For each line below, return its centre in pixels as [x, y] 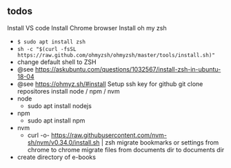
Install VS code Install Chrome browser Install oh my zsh [87, 28]
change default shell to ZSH [57, 62]
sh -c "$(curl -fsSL [47, 49]
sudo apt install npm [56, 120]
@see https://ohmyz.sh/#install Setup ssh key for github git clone [110, 84]
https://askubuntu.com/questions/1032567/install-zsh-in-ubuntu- [128, 69]
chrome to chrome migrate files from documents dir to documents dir [126, 149]
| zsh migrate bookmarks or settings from [160, 142]
